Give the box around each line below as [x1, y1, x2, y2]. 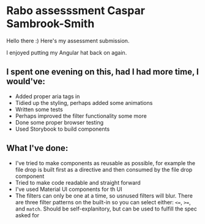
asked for [15, 211, 40, 218]
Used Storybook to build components [15, 125, 110, 133]
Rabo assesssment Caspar [6, 4, 146, 18]
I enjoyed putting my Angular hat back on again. [6, 48, 127, 56]
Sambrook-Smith [6, 17, 95, 31]
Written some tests [15, 106, 63, 113]
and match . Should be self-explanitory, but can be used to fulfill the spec [15, 205, 198, 212]
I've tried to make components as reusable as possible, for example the [15, 159, 196, 166]
